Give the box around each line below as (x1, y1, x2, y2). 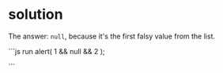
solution (8, 5, 63, 24)
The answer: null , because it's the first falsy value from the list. (8, 31, 216, 41)
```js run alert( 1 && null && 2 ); (8, 46, 105, 56)
